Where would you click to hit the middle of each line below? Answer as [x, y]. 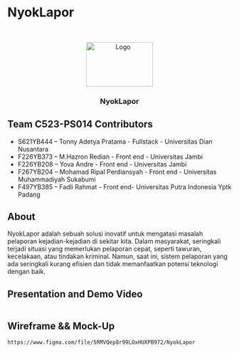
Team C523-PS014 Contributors [80, 124]
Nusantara [33, 149]
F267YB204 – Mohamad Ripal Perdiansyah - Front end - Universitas [117, 172]
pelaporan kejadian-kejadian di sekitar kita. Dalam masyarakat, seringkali [114, 241]
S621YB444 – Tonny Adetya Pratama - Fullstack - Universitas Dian [115, 141]
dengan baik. [27, 272]
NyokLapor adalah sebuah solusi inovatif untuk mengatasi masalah [105, 234]
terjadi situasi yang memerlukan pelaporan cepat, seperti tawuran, [105, 249]
